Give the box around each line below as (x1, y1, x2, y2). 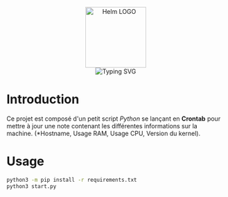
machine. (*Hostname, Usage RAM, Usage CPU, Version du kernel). (6, 129, 201, 137)
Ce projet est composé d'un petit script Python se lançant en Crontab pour (6, 114, 221, 123)
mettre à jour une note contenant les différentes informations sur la (6, 121, 198, 130)
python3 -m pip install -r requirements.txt (6, 176, 137, 183)
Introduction (6, 92, 80, 108)
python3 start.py (6, 182, 57, 190)
